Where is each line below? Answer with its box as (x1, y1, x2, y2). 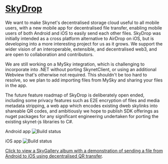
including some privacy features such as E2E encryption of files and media (5, 97, 160, 103)
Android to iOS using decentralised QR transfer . (5, 153, 103, 159)
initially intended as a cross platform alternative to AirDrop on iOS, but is (5, 35, 154, 41)
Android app (5, 128, 31, 134)
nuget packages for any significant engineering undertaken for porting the (5, 113, 159, 119)
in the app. (5, 82, 28, 88)
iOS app (5, 138, 22, 144)
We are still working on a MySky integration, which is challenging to (5, 61, 145, 67)
